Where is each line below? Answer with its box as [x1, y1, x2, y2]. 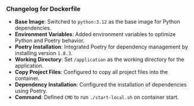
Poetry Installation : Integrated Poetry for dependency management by [14, 43, 188, 50]
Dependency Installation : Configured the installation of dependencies [14, 81, 187, 88]
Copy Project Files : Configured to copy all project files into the [14, 69, 168, 76]
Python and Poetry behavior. [14, 37, 85, 44]
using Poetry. [14, 88, 47, 95]
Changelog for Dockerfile [6, 5, 81, 13]
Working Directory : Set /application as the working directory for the [14, 56, 185, 63]
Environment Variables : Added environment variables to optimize [14, 31, 176, 38]
